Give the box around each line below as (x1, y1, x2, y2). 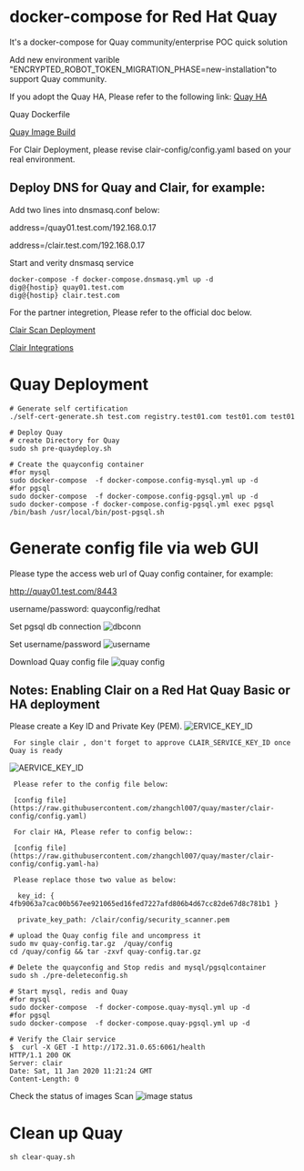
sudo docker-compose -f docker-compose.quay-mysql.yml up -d (9, 1003, 250, 1013)
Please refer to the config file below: (13, 780, 169, 789)
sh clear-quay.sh (9, 1153, 76, 1162)
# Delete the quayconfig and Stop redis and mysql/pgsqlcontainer (9, 963, 267, 972)
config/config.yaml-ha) (9, 860, 100, 869)
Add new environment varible (9, 54, 120, 65)
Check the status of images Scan (9, 1091, 134, 1102)
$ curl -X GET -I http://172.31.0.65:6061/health (9, 1043, 206, 1053)
